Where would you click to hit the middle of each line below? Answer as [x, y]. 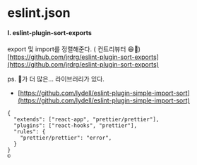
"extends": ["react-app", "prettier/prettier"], [86, 120]
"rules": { [30, 132]
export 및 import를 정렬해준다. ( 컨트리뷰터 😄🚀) [74, 49]
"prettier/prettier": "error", [66, 138]
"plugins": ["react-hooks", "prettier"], [76, 126]
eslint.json [39, 13]
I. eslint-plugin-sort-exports [49, 32]
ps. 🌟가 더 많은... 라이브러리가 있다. [56, 79]
